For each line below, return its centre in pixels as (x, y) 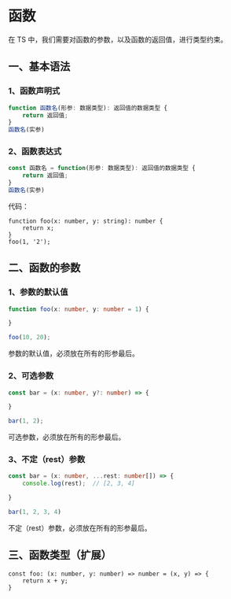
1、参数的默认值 (38, 292)
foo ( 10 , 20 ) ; (29, 338)
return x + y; (45, 581)
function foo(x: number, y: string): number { (86, 221)
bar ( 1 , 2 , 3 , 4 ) (35, 512)
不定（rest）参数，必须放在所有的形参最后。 (80, 527)
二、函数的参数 (44, 268)
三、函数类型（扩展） (60, 555)
